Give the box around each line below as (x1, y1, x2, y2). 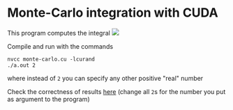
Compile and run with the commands (7, 42, 114, 50)
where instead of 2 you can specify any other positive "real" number (7, 74, 204, 82)
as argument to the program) (7, 95, 90, 103)
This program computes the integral (7, 29, 110, 37)
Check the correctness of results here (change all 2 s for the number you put (7, 87, 226, 95)
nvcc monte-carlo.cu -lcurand (7, 56, 96, 63)
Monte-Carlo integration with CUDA (7, 5, 218, 21)
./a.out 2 (7, 61, 36, 69)
